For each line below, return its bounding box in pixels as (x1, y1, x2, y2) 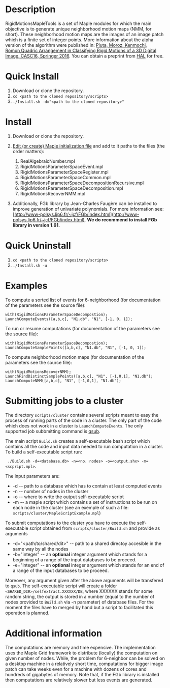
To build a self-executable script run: (5, 449, 82, 455)
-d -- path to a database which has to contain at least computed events (12, 482, 162, 489)
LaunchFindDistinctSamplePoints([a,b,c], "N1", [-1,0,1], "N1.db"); (5, 374, 153, 379)
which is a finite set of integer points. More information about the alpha (5, 37, 154, 43)
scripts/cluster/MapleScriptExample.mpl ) (12, 510, 101, 516)
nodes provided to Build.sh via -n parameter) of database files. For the (5, 599, 154, 605)
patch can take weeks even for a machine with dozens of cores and (5, 666, 147, 672)
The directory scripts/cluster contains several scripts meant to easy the (5, 412, 159, 418)
